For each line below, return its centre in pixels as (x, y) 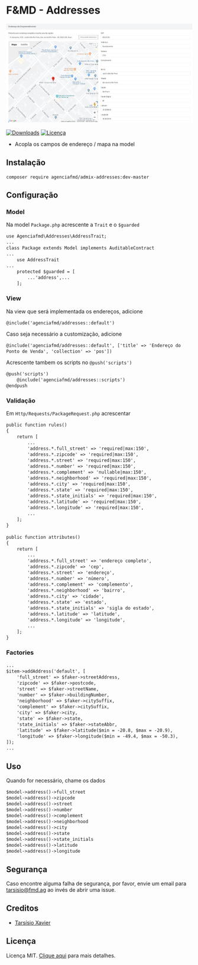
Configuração (32, 195)
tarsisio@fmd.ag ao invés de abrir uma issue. (61, 889)
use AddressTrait (38, 260)
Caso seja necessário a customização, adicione (64, 334)
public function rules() (37, 425)
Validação (21, 401)
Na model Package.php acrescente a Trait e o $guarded (73, 225)
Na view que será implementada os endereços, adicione (74, 311)
